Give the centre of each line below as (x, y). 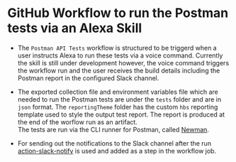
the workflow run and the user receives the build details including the (119, 70)
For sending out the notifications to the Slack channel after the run (114, 143)
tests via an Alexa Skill (75, 28)
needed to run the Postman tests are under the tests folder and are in (119, 99)
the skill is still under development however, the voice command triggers (123, 63)
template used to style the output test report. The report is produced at (121, 114)
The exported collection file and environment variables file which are (118, 92)
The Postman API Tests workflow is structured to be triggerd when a (117, 48)
